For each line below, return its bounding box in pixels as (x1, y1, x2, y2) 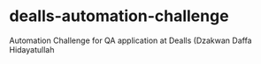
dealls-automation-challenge (9, 6, 229, 26)
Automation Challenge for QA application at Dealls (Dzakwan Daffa (9, 35, 252, 46)
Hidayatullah (9, 44, 55, 54)
